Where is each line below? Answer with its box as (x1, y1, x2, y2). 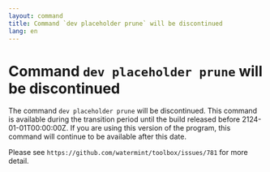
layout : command (8, 11, 63, 20)
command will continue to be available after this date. (8, 131, 186, 142)
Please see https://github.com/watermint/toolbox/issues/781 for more (8, 148, 249, 157)
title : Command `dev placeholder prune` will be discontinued (8, 19, 223, 28)
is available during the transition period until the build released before (8, 114, 241, 124)
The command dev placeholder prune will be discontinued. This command (8, 106, 258, 116)
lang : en (8, 27, 38, 35)
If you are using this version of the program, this (70, 123, 231, 133)
